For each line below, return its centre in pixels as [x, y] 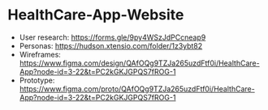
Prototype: [37, 80]
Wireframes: [40, 54]
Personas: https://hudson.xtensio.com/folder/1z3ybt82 [111, 45]
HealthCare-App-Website [96, 15]
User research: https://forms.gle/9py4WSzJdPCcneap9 [112, 37]
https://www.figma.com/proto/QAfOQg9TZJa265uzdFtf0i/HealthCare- [137, 89]
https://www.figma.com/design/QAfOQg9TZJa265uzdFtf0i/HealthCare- [140, 63]
